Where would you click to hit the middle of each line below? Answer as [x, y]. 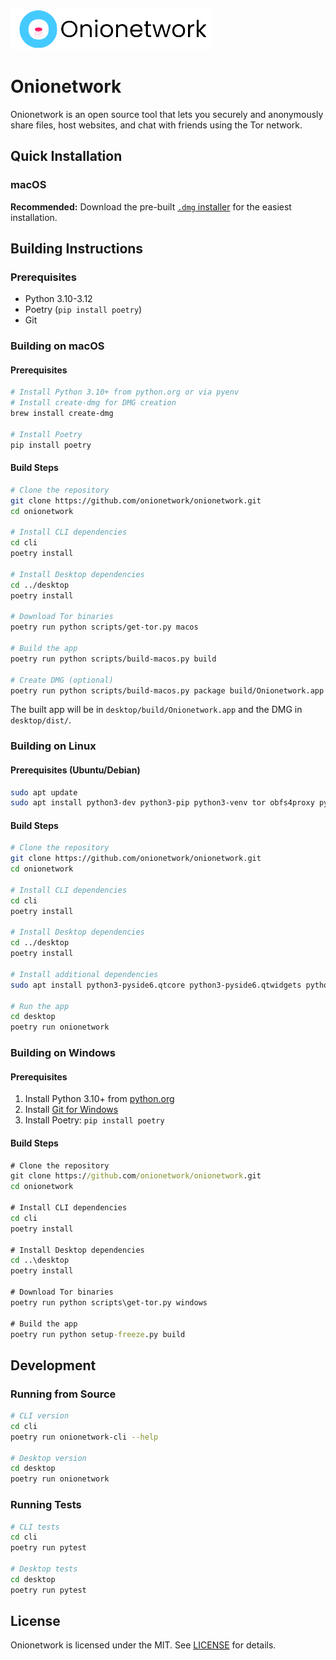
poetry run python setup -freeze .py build [98, 1334]
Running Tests [46, 1505]
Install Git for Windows [71, 1110]
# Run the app [40, 1006]
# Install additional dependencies [84, 974]
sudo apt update [44, 792]
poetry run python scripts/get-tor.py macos [104, 627]
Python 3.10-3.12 [58, 299]
